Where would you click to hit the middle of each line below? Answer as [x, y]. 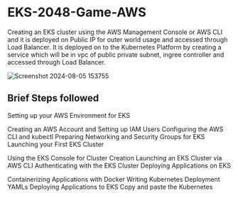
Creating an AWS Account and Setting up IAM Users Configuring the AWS [115, 129]
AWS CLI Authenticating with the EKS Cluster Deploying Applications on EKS [119, 165]
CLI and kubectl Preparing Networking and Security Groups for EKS [106, 136]
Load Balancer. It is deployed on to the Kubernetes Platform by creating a [114, 47]
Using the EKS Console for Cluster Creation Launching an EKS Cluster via [115, 158]
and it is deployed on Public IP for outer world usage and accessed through [118, 39]
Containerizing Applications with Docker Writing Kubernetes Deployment [114, 179]
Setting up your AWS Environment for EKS [69, 115]
